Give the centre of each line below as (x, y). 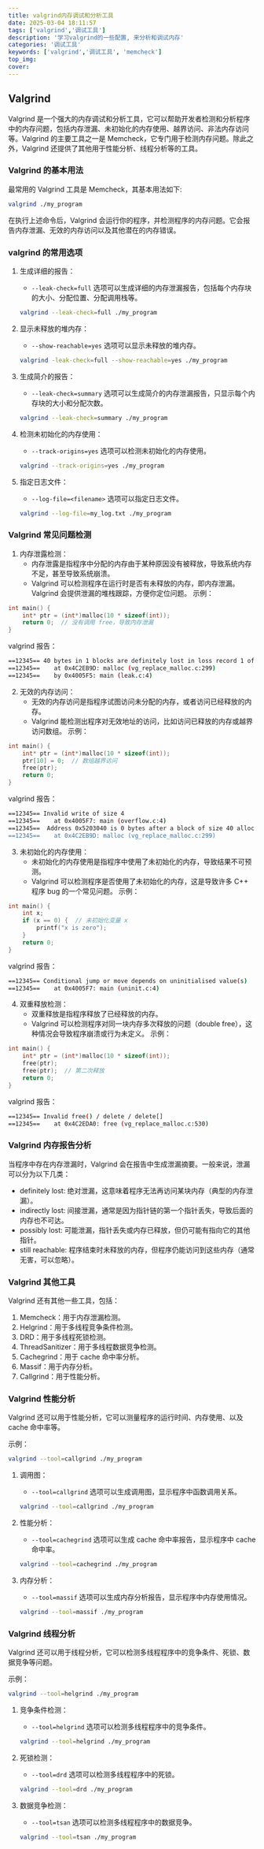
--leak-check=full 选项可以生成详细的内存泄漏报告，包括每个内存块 (141, 288)
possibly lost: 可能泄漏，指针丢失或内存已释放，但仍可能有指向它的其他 (135, 1230)
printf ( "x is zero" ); (72, 928)
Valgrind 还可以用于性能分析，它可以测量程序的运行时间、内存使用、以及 (126, 1417)
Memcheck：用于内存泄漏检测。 (72, 1318)
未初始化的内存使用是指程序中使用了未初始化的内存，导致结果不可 (138, 861)
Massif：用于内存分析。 (58, 1367)
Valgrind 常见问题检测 (50, 535)
